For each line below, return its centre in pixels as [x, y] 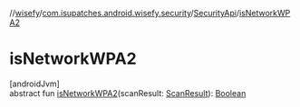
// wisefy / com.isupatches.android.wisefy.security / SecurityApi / [125, 13]
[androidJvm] [35, 84]
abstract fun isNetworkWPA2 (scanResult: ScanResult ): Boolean [128, 93]
